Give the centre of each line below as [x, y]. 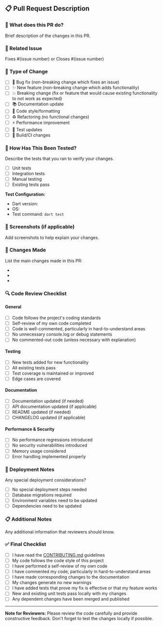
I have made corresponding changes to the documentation [71, 577]
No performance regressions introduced [52, 440]
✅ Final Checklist [25, 545]
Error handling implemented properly [49, 456]
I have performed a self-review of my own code [60, 566]
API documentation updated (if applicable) [54, 406]
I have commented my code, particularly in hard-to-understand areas [81, 571]
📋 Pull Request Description [47, 9]
